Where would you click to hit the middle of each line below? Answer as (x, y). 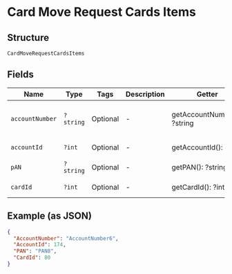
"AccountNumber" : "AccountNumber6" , (66, 238)
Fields (21, 74)
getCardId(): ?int (198, 187)
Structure (28, 38)
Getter (207, 94)
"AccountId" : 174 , (40, 245)
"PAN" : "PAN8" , (35, 251)
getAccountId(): (197, 147)
